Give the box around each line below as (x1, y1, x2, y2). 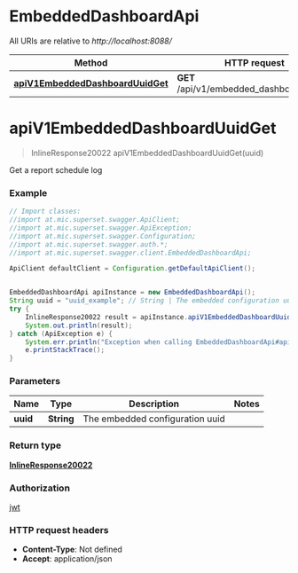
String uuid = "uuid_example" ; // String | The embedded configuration (9, 296, 279, 305)
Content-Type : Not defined (21, 544, 122, 555)
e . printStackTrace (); (25, 346, 105, 355)
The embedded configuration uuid (82, 412, 226, 425)
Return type (9, 439, 62, 451)
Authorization (9, 482, 71, 494)
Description (128, 397, 180, 410)
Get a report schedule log (9, 164, 103, 175)
